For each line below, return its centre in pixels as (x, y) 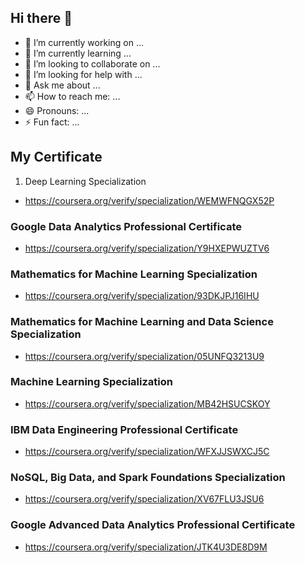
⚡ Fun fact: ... (52, 122)
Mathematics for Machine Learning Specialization (134, 274)
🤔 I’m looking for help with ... (83, 74)
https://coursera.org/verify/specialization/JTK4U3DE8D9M (146, 547)
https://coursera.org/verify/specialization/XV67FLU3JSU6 (144, 499)
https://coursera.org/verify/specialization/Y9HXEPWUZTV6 (147, 248)
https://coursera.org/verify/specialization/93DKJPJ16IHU (142, 296)
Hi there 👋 (41, 18)
